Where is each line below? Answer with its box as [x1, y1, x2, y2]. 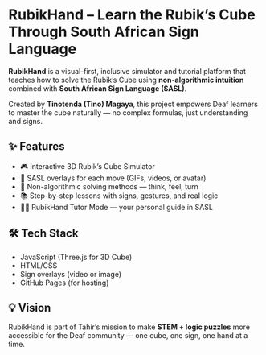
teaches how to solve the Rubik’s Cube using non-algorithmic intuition [8, 75, 244, 85]
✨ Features [8, 139, 65, 154]
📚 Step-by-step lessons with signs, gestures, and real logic [19, 191, 219, 200]
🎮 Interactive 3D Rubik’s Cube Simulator [19, 161, 155, 171]
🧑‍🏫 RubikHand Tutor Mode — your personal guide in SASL [19, 202, 213, 212]
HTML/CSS [19, 260, 58, 270]
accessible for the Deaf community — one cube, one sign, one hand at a [8, 331, 248, 341]
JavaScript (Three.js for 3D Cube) [19, 252, 133, 262]
